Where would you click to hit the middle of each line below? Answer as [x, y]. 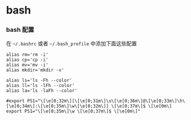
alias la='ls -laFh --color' [42, 91]
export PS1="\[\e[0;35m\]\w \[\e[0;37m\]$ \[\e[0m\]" [73, 111]
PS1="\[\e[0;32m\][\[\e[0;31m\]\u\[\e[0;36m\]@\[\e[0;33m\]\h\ [106, 101]
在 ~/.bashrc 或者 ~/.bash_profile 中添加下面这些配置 [71, 44]
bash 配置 [20, 30]
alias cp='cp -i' [27, 60]
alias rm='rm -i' [27, 55]
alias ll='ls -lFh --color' [41, 86]
